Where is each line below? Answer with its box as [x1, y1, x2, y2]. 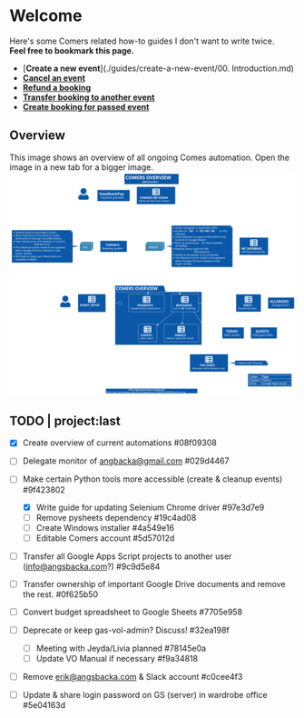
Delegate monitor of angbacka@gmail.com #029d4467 [22, 455, 230, 466]
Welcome [9, 5, 83, 26]
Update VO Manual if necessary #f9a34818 [35, 653, 198, 664]
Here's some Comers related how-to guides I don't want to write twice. [9, 35, 275, 46]
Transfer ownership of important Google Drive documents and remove [22, 578, 286, 589]
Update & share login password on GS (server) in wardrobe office [22, 690, 268, 701]
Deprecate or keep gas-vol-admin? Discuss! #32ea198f [22, 624, 230, 635]
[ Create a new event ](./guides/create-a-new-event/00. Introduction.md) [22, 63, 295, 74]
